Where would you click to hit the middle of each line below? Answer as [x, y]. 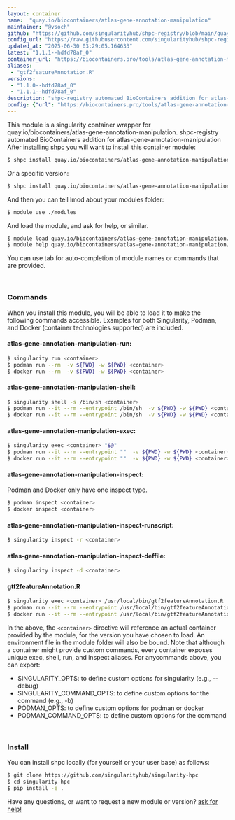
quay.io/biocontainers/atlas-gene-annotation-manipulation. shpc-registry [113, 132]
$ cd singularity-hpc [39, 782]
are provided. [27, 266]
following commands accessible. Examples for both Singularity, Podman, [112, 320]
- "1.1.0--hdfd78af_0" [43, 85]
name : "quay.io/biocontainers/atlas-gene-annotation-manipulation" [109, 20]
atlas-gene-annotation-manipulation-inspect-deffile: [86, 556]
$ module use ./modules [42, 212]
